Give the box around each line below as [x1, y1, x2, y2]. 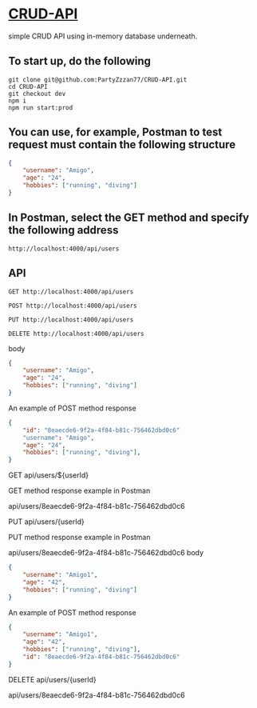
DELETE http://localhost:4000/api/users [8, 330, 145, 338]
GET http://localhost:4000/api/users [8, 287, 134, 296]
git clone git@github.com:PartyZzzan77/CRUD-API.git [8, 75, 188, 84]
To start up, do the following [8, 54, 152, 68]
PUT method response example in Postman [8, 533, 151, 542]
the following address [8, 223, 119, 237]
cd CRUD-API [8, 82, 48, 90]
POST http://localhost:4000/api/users [8, 302, 137, 310]
